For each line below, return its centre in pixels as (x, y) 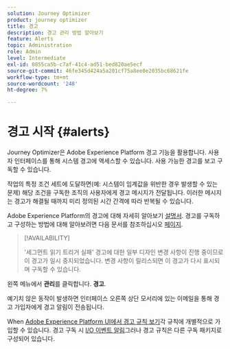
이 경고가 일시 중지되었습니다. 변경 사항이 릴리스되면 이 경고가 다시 (113, 261)
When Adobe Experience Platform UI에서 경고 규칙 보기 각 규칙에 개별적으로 (110, 322)
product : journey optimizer (47, 20)
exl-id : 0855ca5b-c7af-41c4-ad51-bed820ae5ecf (75, 64)
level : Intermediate (37, 58)
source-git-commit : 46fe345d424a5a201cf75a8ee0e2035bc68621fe (98, 71)
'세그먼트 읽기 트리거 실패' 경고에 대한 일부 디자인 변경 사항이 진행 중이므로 (124, 252)
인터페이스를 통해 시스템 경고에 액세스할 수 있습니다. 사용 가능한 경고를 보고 (115, 161)
